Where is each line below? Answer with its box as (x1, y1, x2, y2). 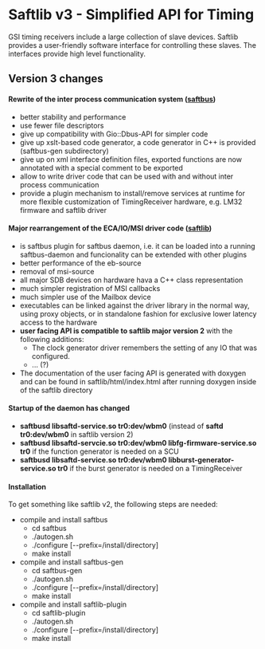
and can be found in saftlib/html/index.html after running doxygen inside (19, 376, 257, 386)
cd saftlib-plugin (31, 608, 86, 618)
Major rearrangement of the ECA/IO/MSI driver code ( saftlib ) (8, 223, 212, 233)
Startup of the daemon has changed (8, 403, 130, 413)
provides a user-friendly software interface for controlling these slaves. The (8, 40, 257, 49)
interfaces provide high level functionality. (8, 49, 146, 58)
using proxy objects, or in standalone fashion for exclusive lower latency (19, 309, 257, 318)
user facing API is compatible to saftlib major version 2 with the (19, 325, 233, 336)
